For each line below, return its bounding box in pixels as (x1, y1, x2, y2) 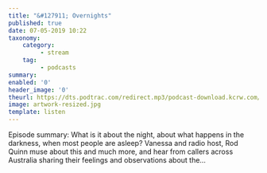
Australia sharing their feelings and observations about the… (8, 155, 207, 164)
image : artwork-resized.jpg (8, 100, 102, 108)
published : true (8, 19, 62, 27)
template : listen (8, 108, 66, 116)
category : (22, 41, 56, 49)
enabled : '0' (8, 78, 52, 86)
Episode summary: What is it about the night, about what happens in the (8, 130, 245, 140)
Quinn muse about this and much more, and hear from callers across (8, 147, 234, 156)
